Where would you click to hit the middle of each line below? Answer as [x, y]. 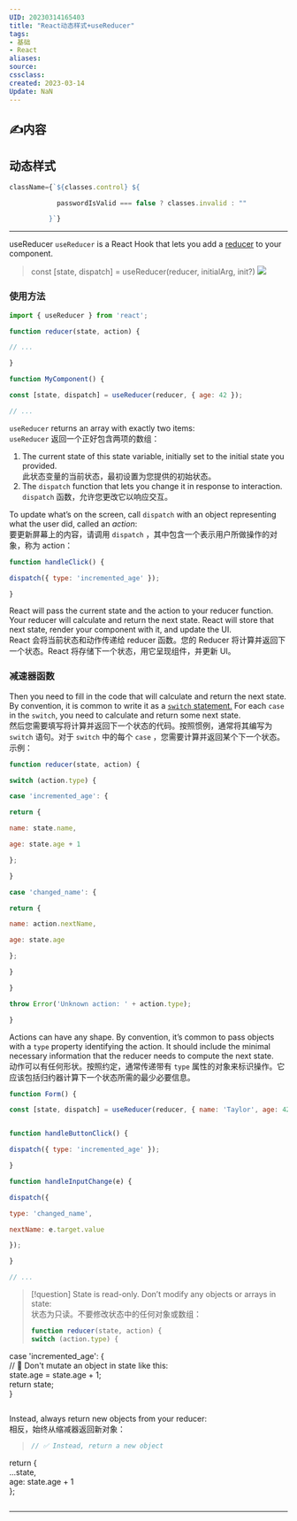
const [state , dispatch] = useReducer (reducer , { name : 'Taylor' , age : [144, 1110]
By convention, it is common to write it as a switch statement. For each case [147, 705]
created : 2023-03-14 [47, 83]
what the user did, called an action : [73, 524]
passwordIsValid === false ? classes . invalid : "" [152, 203]
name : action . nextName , [53, 924]
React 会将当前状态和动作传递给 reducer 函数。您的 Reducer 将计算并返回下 [147, 640]
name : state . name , [43, 828]
